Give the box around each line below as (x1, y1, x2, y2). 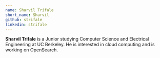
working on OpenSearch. (5, 47, 58, 53)
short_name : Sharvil (5, 12, 50, 17)
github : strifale (5, 17, 43, 22)
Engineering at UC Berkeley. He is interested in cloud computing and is (5, 42, 155, 48)
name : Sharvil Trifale (5, 7, 54, 13)
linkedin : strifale (5, 22, 47, 27)
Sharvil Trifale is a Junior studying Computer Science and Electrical (5, 36, 149, 42)
